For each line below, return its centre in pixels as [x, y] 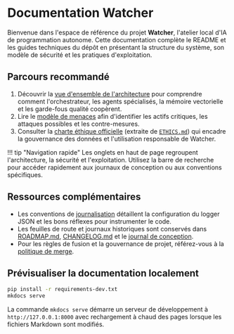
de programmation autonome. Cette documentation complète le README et [117, 39]
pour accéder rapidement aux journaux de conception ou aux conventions [115, 167]
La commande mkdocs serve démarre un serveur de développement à [108, 309]
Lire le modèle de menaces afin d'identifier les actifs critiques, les [113, 116]
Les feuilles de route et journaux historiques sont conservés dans [112, 229]
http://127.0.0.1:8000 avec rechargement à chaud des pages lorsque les [115, 317]
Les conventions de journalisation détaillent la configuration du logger [118, 214]
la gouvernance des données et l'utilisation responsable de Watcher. [117, 139]
